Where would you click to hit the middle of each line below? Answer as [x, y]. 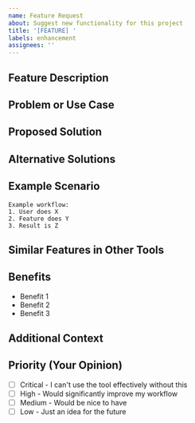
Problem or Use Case [62, 105]
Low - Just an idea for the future [73, 412]
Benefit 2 [35, 305]
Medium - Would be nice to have [73, 403]
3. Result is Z [33, 225]
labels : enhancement [43, 38]
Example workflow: [39, 204]
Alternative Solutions [62, 159]
